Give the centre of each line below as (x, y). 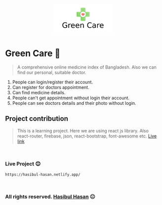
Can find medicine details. (39, 92)
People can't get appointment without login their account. (71, 98)
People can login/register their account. (52, 82)
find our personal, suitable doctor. (52, 72)
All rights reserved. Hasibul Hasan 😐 (50, 197)
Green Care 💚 (33, 53)
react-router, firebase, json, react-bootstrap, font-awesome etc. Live (87, 136)
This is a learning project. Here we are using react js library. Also (83, 131)
